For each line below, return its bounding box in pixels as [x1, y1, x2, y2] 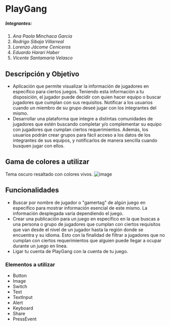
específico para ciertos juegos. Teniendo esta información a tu [12, 88, 144, 94]
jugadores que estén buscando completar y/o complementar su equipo [12, 121, 162, 127]
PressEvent [12, 316, 37, 322]
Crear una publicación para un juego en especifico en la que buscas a [12, 215, 160, 222]
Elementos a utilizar [5, 261, 55, 268]
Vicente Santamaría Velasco [12, 55, 73, 61]
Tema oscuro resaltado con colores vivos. [5, 171, 93, 177]
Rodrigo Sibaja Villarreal [12, 39, 64, 45]
